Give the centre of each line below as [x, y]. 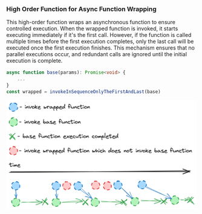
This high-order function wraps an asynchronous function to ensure [91, 22]
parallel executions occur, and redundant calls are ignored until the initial [97, 54]
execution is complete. [34, 61]
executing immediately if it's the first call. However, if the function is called [99, 35]
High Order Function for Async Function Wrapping [82, 9]
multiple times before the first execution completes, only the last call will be [100, 42]
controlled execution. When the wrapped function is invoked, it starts [92, 28]
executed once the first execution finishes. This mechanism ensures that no [101, 48]
